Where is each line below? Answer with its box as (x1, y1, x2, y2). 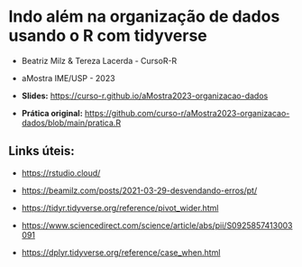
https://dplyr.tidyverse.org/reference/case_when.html (21, 246, 221, 258)
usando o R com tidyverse (8, 25, 208, 46)
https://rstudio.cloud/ (21, 167, 101, 178)
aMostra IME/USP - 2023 (21, 72, 115, 83)
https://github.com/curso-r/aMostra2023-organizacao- (84, 107, 290, 118)
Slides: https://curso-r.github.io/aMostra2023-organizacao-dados (21, 90, 269, 101)
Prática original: (21, 107, 83, 118)
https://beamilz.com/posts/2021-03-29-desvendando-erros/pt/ (21, 185, 258, 196)
